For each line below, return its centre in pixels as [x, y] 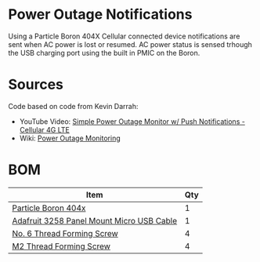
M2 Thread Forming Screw [61, 246]
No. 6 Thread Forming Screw [65, 233]
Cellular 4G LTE [45, 129]
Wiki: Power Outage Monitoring [70, 138]
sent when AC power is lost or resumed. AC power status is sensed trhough [130, 44]
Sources [36, 85]
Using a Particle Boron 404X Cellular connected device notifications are [124, 36]
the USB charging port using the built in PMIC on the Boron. [104, 53]
